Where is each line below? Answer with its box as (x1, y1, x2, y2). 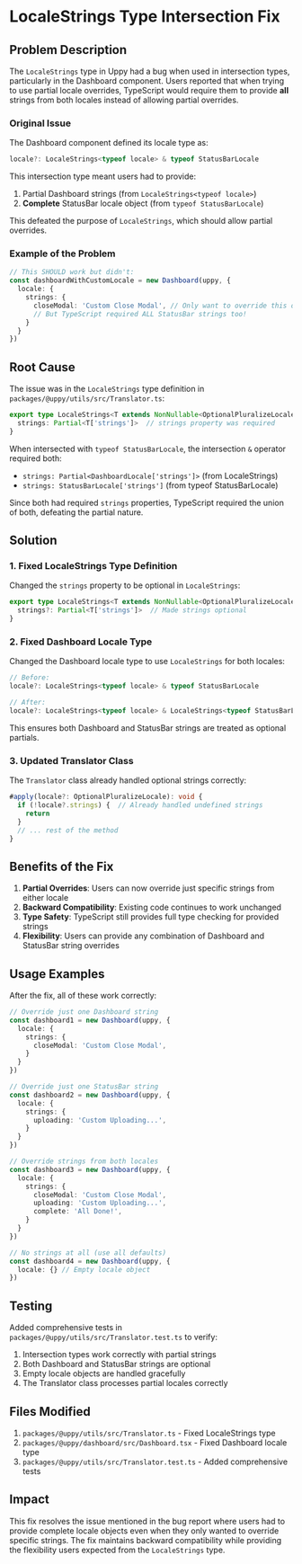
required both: (9, 452, 63, 464)
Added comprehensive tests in (9, 1322, 123, 1333)
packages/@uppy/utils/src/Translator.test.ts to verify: (9, 1332, 218, 1343)
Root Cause (9, 360, 76, 375)
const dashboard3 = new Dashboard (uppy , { (9, 1165, 171, 1174)
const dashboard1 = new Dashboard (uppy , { (9, 1016, 171, 1025)
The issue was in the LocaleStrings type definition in (9, 384, 205, 395)
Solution (9, 533, 58, 548)
